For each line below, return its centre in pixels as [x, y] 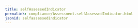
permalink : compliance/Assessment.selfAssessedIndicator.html [69, 14]
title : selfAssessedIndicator [36, 9]
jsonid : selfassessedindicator [37, 18]
